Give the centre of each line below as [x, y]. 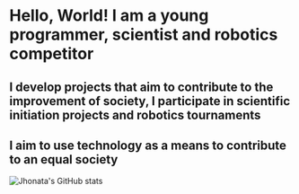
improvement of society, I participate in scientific [150, 101]
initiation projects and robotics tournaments [135, 115]
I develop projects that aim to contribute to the [141, 87]
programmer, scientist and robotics [144, 35]
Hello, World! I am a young [109, 16]
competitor [52, 54]
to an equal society [64, 159]
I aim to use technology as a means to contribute [148, 145]
